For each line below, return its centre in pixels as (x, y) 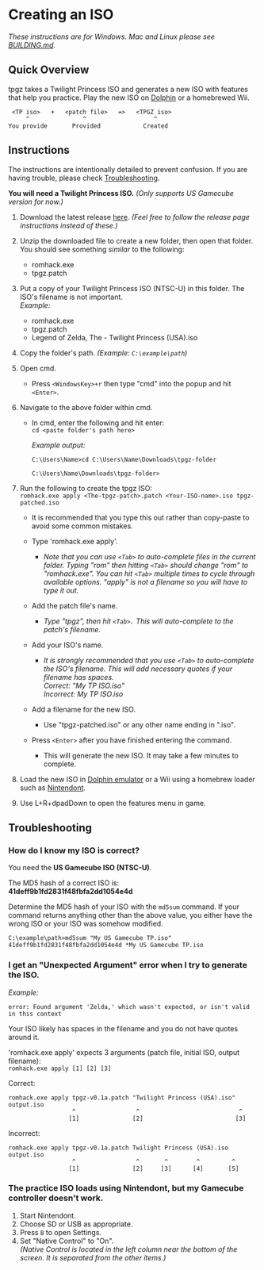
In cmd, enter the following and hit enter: (98, 423)
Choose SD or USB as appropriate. (76, 1224)
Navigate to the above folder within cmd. (86, 407)
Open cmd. (38, 368)
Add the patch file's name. (75, 605)
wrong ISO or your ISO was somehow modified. (86, 924)
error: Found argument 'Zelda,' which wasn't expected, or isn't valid (129, 1007)
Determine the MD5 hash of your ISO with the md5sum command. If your (124, 907)
